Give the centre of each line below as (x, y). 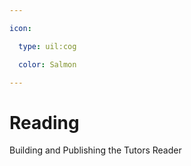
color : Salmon (47, 64)
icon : (20, 28)
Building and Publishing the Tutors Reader (95, 150)
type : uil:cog (47, 46)
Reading (44, 122)
